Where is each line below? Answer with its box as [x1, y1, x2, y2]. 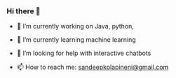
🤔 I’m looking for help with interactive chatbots [16, 49, 151, 58]
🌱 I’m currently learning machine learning [16, 36, 136, 44]
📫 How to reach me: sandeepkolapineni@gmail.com [16, 63, 169, 72]
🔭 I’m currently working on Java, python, [16, 22, 135, 31]
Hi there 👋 [6, 6, 41, 16]
